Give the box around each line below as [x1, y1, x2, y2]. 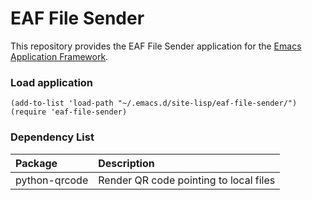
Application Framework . [10, 50, 109, 62]
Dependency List [10, 130, 95, 144]
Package [15, 156, 58, 170]
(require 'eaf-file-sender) [10, 107, 128, 117]
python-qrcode [15, 173, 89, 187]
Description [98, 156, 155, 170]
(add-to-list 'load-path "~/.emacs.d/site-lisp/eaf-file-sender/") [10, 98, 298, 109]
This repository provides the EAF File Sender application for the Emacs [10, 40, 302, 52]
